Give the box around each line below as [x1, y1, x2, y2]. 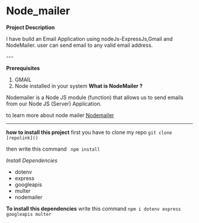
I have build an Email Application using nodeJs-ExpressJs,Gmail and [6, 35, 173, 42]
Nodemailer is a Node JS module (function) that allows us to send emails [6, 94, 184, 101]
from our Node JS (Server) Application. [6, 100, 102, 107]
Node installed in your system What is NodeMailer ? [14, 82, 143, 90]
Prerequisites [6, 64, 40, 72]
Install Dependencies [6, 157, 58, 164]
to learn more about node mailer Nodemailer [6, 111, 114, 119]
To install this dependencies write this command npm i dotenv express [6, 205, 181, 212]
